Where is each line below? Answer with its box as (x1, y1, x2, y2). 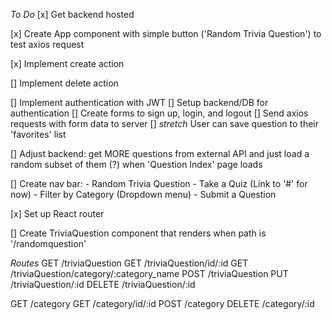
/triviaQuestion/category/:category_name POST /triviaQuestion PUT (10, 268, 289, 279)
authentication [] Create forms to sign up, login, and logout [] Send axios (10, 107, 309, 119)
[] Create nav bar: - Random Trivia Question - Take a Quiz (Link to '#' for (10, 178, 308, 189)
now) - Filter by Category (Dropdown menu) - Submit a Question (10, 189, 277, 200)
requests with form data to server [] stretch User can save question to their (10, 118, 320, 129)
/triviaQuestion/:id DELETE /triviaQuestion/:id (10, 279, 196, 290)
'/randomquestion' (10, 238, 87, 249)
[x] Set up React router (10, 208, 105, 219)
